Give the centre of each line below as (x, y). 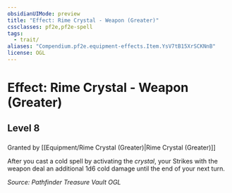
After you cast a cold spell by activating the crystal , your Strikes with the (113, 161)
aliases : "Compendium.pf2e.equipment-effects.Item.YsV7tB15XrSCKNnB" (112, 46)
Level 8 (24, 128)
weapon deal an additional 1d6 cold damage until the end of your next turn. (116, 168)
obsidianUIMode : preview (44, 14)
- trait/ (26, 40)
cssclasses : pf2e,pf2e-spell (50, 27)
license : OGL (26, 53)
